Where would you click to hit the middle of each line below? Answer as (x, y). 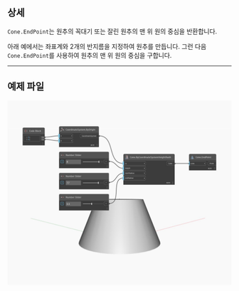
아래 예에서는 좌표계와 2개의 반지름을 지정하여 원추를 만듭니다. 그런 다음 (107, 46)
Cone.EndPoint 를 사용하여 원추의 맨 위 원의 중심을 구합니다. (90, 55)
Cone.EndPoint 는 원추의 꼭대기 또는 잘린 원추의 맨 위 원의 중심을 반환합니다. (112, 31)
